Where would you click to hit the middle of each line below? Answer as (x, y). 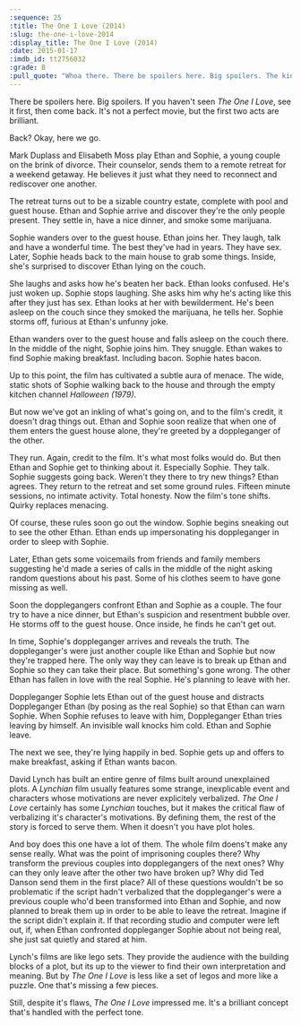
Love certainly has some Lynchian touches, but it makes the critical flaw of (147, 807)
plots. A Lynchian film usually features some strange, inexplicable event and (150, 789)
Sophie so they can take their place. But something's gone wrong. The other (150, 669)
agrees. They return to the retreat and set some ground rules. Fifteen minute (150, 486)
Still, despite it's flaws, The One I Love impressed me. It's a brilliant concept (149, 1002)
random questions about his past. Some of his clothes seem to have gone (145, 578)
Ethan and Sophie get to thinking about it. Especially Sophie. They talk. (140, 467)
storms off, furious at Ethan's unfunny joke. (89, 321)
